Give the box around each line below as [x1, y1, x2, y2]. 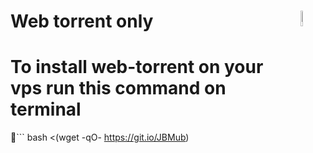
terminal [10, 98, 82, 121]
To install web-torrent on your [10, 56, 264, 79]
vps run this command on [10, 77, 227, 100]
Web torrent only [10, 10, 154, 33]
